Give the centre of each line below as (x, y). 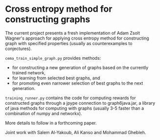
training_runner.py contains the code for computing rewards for (70, 98)
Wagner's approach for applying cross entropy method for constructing (77, 38)
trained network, (29, 72)
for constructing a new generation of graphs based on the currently (80, 68)
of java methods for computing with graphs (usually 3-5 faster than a (75, 108)
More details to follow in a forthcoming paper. (51, 123)
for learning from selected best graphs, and (56, 78)
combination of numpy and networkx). (44, 113)
